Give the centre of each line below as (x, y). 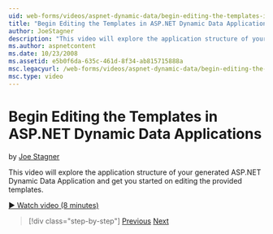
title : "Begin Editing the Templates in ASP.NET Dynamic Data (116, 24)
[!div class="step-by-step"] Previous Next (98, 221)
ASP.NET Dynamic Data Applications (135, 134)
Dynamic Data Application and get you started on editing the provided (125, 180)
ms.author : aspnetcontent (52, 46)
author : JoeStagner (41, 31)
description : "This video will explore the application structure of (129, 39)
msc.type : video (36, 76)
